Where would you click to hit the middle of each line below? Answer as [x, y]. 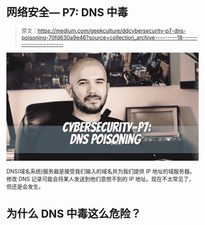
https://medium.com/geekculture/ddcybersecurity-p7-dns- [112, 31]
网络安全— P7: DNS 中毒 [67, 13]
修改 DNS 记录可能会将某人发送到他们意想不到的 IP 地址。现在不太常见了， [100, 179]
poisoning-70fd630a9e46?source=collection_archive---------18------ [109, 37]
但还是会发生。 [25, 186]
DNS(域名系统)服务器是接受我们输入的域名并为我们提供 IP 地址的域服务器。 [101, 171]
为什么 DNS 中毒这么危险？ [74, 214]
